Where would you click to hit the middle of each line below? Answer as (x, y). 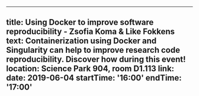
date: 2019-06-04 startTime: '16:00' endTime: (94, 78)
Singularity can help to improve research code (93, 50)
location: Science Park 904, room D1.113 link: (90, 69)
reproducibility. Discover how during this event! (96, 60)
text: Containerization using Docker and (81, 41)
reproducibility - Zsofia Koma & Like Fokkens (91, 32)
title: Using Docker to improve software (80, 22)
